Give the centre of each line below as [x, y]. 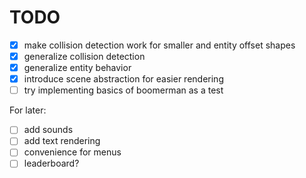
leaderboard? [51, 163]
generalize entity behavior [77, 68]
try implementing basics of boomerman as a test [123, 90]
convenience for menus [72, 152]
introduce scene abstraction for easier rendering [123, 79]
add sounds [48, 130]
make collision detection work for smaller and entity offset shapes [159, 45]
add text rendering [62, 141]
